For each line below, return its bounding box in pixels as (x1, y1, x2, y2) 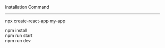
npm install (5, 28, 27, 33)
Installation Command (5, 4, 50, 10)
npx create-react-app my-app (5, 18, 66, 24)
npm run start (5, 32, 33, 38)
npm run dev (5, 38, 31, 43)
